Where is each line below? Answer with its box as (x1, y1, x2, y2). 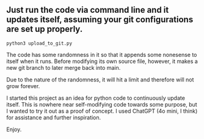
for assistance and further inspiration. (6, 113, 101, 121)
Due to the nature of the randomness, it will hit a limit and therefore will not (6, 76, 194, 83)
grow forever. (6, 82, 40, 89)
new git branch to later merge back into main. (6, 64, 121, 71)
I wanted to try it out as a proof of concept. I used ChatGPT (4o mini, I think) (6, 107, 198, 115)
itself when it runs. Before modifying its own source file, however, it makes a (6, 58, 199, 65)
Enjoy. (6, 126, 22, 133)
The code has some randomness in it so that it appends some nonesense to (6, 51, 197, 58)
